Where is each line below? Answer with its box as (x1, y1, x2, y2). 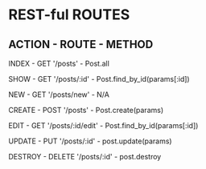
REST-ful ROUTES (8, 6, 130, 24)
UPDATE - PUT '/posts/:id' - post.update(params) (8, 136, 172, 146)
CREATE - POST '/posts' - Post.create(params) (8, 106, 163, 115)
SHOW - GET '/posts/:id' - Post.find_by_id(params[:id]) (8, 74, 191, 83)
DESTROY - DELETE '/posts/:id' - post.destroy (8, 152, 162, 161)
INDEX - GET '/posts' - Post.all (8, 58, 110, 68)
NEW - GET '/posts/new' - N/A (8, 90, 110, 99)
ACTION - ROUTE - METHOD (8, 38, 154, 51)
